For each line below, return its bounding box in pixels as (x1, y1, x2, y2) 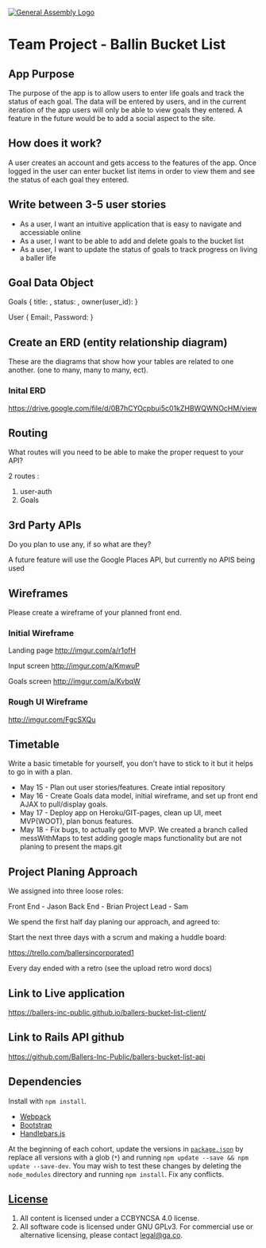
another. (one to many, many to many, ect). (8, 365, 148, 375)
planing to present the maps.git (19, 842, 122, 852)
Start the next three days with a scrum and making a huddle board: (8, 932, 227, 942)
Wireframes (8, 587, 69, 600)
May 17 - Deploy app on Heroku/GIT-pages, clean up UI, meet (19, 808, 222, 818)
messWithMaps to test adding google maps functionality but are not (19, 834, 242, 843)
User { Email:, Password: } (8, 312, 94, 322)
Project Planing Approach (8, 865, 138, 878)
